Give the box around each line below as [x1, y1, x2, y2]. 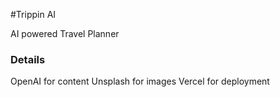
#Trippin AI [10, 9, 57, 20]
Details [10, 52, 46, 66]
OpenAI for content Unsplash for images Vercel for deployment [10, 75, 270, 88]
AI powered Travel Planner [10, 28, 120, 39]
